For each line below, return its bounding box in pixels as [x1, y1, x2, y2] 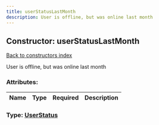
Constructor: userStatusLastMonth [6, 36, 140, 46]
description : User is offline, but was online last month [6, 14, 153, 20]
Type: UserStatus [6, 111, 58, 119]
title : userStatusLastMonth [6, 8, 76, 15]
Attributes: [6, 78, 39, 86]
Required [52, 93, 79, 101]
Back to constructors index [6, 52, 73, 59]
